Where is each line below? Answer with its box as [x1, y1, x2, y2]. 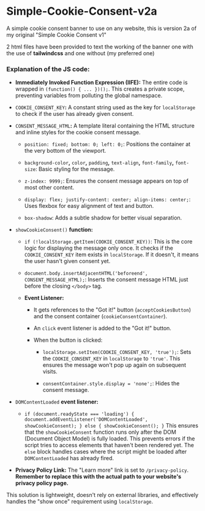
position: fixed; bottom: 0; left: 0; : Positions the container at [24, 140, 191, 148]
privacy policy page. [15, 480, 69, 487]
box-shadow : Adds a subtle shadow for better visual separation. [24, 214, 182, 221]
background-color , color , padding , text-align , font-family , [24, 159, 174, 166]
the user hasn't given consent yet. [24, 258, 111, 265]
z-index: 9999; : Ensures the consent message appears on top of [24, 177, 188, 185]
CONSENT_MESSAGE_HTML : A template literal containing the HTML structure [15, 122, 195, 129]
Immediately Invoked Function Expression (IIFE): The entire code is [15, 79, 188, 86]
